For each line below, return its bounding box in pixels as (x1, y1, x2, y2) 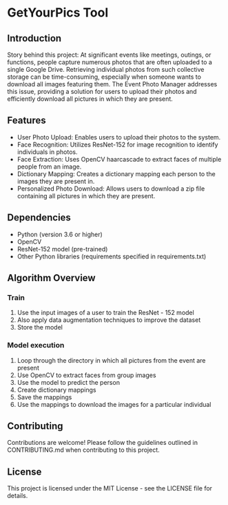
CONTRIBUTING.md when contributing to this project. (7, 446, 160, 454)
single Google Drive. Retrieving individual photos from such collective (7, 66, 205, 73)
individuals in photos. (17, 147, 78, 156)
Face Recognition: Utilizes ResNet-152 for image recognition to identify (17, 140, 218, 149)
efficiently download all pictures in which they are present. (7, 95, 174, 103)
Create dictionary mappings (17, 385, 96, 394)
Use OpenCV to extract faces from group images (17, 371, 156, 379)
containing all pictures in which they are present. (17, 191, 156, 200)
